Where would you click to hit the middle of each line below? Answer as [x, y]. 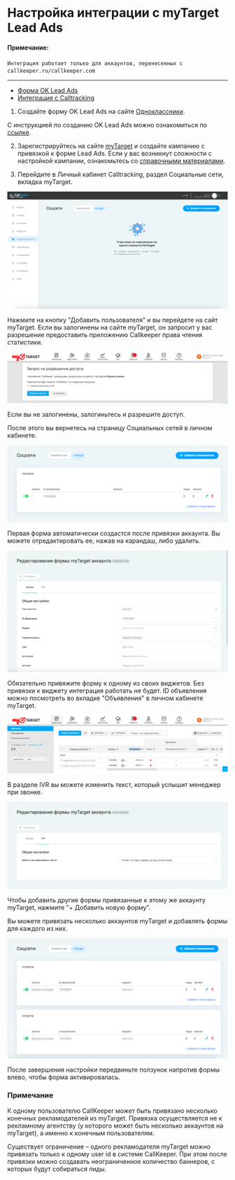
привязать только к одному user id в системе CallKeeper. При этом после [117, 1154]
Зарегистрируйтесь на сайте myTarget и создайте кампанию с [111, 146]
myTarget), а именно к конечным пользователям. [81, 1133]
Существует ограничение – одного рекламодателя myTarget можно [109, 1146]
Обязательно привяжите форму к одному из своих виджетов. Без [106, 683]
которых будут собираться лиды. [57, 1169]
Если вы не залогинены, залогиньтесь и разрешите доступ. [96, 415]
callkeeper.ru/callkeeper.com [51, 71]
